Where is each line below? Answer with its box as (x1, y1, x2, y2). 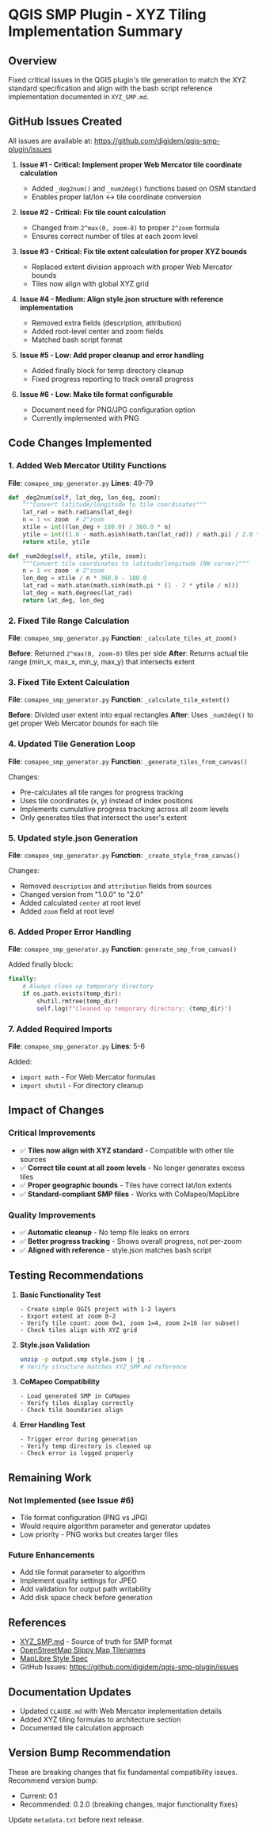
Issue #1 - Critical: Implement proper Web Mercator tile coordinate (19, 160, 243, 169)
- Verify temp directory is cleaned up (19, 1442, 152, 1450)
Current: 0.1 (19, 1791, 58, 1800)
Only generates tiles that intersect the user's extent (19, 812, 188, 822)
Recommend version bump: (8, 1776, 98, 1785)
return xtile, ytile (22, 537, 90, 545)
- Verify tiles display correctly (19, 1399, 134, 1407)
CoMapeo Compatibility (19, 1377, 101, 1387)
